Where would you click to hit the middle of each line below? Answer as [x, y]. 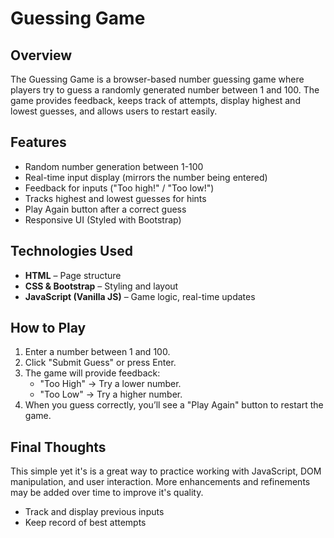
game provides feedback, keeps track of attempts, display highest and [155, 100]
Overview [41, 55]
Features [38, 142]
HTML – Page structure [73, 275]
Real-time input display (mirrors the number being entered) [146, 177]
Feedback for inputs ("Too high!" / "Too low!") [119, 188]
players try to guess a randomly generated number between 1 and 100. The [165, 90]
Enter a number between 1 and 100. [97, 352]
